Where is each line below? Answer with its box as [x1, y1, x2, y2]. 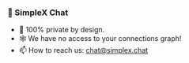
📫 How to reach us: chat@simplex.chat [18, 46, 149, 55]
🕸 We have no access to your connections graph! [18, 34, 182, 43]
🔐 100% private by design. [18, 25, 105, 35]
